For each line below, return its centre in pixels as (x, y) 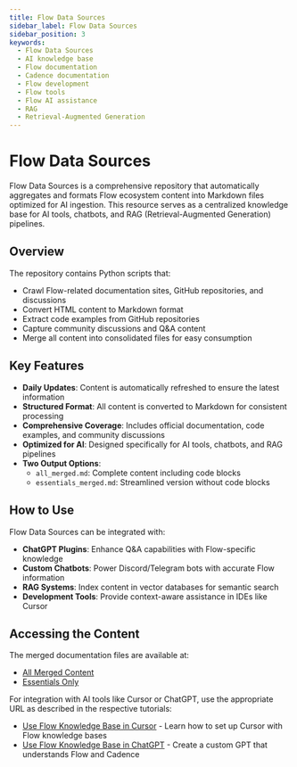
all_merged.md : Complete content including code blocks (138, 473)
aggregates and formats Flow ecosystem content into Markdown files (137, 195)
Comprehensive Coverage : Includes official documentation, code (143, 425)
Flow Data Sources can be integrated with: (87, 532)
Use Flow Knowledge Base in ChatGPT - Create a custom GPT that (144, 745)
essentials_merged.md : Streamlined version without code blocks (153, 482)
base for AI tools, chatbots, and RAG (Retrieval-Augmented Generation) (140, 214)
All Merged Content (58, 672)
